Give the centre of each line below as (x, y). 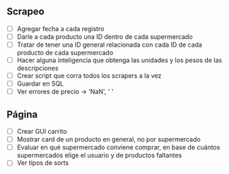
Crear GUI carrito (42, 132)
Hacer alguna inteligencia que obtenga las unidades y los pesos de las (119, 60)
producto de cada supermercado (65, 53)
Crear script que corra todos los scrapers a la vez (89, 76)
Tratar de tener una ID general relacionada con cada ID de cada (110, 45)
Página (22, 114)
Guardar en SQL (40, 83)
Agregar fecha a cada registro (60, 28)
